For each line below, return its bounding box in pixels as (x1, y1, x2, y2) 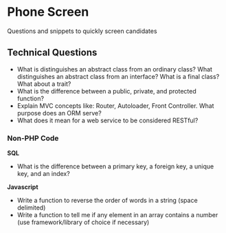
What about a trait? (16, 80, 71, 88)
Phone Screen (7, 4, 89, 20)
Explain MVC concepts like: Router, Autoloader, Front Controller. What (16, 101, 214, 110)
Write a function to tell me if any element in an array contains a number (16, 211, 218, 219)
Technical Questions (7, 47, 98, 58)
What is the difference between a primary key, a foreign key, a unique (16, 162, 214, 170)
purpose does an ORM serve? (16, 109, 102, 117)
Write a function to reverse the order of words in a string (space (16, 197, 198, 205)
